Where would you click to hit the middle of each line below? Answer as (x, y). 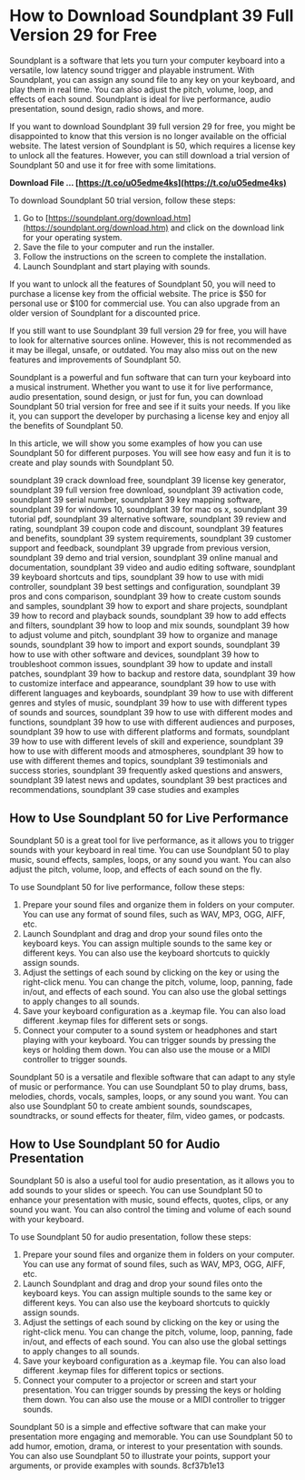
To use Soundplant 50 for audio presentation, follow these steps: (130, 1237)
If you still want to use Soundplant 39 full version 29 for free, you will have (148, 330)
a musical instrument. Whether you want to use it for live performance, (142, 387)
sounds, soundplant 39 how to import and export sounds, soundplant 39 (145, 644)
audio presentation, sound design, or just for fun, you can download (136, 396)
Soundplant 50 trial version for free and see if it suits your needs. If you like (150, 406)
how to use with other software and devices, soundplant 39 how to (134, 654)
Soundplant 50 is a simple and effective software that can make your (138, 1426)
